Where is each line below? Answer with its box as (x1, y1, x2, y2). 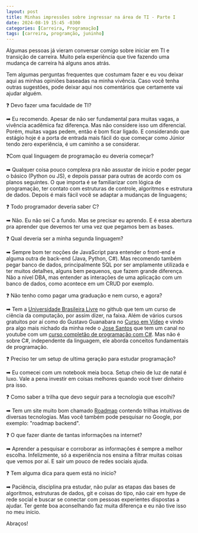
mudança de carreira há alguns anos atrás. (6, 60, 111, 67)
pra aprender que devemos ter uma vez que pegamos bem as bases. (6, 223, 174, 230)
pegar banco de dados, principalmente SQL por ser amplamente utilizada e (6, 261, 189, 268)
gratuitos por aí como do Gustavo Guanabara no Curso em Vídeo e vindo (6, 318, 184, 326)
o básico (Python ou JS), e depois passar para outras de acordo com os (6, 172, 181, 179)
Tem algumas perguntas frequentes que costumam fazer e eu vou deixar (6, 71, 184, 78)
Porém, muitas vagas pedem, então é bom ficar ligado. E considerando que (6, 128, 190, 135)
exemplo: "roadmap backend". (6, 420, 80, 427)
